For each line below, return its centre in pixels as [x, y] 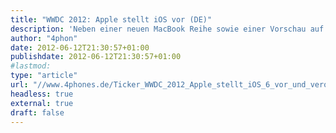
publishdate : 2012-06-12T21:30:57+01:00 [96, 57]
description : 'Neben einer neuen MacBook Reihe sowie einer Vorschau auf [167, 29]
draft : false [37, 112]
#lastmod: [31, 66]
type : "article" [44, 76]
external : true [42, 103]
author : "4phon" [44, 38]
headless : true [42, 94]
